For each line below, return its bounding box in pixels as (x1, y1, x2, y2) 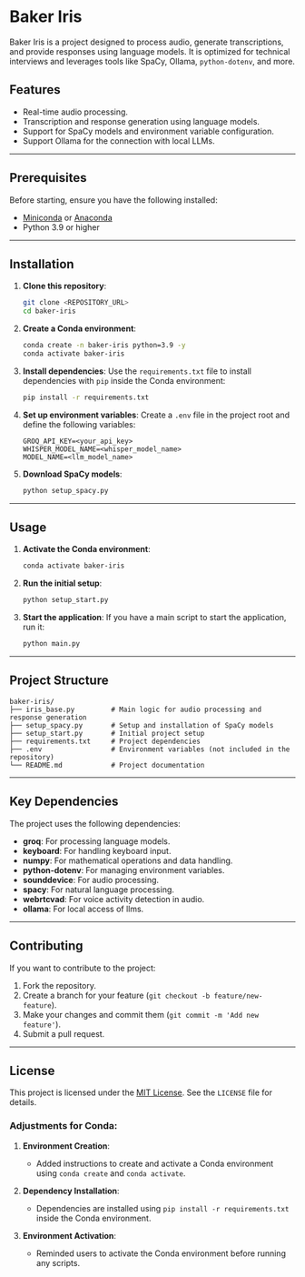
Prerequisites (9, 170, 87, 186)
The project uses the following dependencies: (9, 818, 182, 829)
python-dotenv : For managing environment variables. (22, 864, 225, 875)
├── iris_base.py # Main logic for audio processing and (9, 705, 261, 714)
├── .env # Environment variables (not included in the (9, 744, 290, 754)
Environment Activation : (22, 1230, 116, 1241)
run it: (22, 621, 45, 633)
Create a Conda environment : (22, 323, 136, 334)
